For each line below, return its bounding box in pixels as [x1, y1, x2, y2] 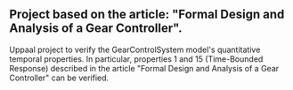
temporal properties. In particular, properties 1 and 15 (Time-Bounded [9, 53, 264, 64]
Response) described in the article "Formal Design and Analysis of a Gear [9, 63, 280, 73]
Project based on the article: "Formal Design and [9, 7, 285, 22]
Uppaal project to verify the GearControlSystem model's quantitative [9, 44, 261, 55]
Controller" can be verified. [9, 72, 110, 83]
